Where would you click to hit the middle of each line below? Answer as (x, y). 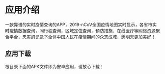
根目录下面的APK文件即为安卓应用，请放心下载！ (55, 66)
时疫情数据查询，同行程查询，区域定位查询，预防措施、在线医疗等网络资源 (80, 30)
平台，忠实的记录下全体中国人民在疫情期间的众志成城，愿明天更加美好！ (82, 37)
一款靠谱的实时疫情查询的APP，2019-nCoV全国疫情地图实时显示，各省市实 (81, 25)
